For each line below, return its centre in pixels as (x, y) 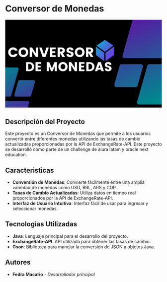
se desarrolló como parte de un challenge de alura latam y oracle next (77, 149)
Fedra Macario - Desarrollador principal (54, 274)
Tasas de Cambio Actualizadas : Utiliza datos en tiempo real (74, 193)
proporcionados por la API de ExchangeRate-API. (63, 198)
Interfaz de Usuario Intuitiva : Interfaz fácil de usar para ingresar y (80, 204)
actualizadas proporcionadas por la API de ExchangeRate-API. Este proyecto (84, 144)
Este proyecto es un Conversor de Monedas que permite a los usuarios (78, 134)
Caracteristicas (30, 170)
